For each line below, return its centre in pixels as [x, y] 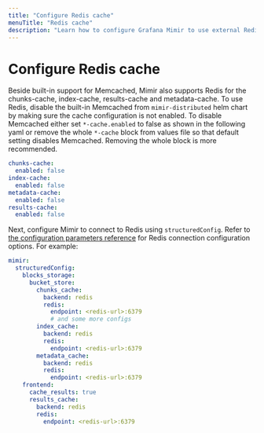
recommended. [33, 149]
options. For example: [43, 246]
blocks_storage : [49, 276]
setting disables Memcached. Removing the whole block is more [113, 141]
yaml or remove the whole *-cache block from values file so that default [124, 132]
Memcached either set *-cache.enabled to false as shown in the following [127, 124]
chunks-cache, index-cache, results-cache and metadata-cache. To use [126, 99]
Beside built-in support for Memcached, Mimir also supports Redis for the [127, 90]
